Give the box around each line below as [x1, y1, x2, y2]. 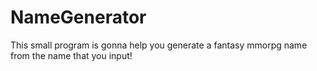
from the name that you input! [10, 49, 133, 61]
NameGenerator [10, 6, 147, 29]
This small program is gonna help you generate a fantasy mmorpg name [10, 39, 308, 51]
